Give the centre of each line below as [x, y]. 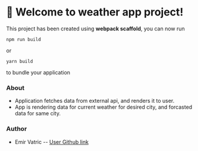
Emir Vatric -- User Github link [52, 141]
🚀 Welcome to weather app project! [95, 12]
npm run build [24, 39]
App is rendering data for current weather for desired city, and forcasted [103, 107]
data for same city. [38, 114]
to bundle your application [38, 72]
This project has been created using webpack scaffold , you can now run [96, 29]
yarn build [20, 61]
